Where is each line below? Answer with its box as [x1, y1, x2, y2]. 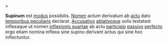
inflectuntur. [5, 34, 31, 40]
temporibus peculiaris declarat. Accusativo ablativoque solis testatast [5, 18, 151, 24]
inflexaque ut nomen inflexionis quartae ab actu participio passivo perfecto [5, 23, 163, 29]
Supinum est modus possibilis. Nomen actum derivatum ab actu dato [5, 13, 151, 19]
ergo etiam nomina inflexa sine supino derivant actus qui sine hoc [5, 29, 143, 35]
